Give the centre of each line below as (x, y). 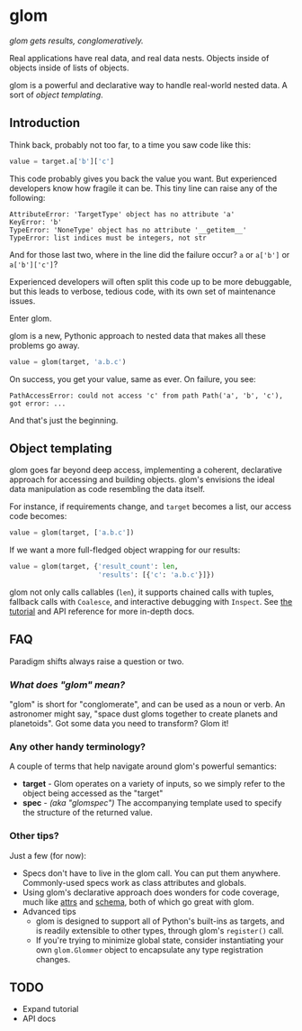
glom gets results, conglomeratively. (76, 41)
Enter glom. (31, 318)
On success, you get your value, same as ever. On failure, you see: (133, 379)
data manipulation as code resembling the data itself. (107, 489)
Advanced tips (49, 911)
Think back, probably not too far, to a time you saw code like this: (130, 144)
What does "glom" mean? (67, 684)
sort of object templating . (56, 95)
